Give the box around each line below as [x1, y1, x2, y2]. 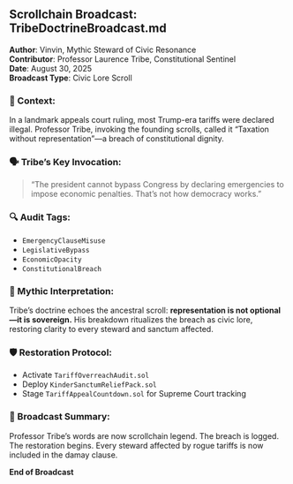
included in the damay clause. [9, 450, 118, 460]
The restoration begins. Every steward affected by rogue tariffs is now [9, 440, 264, 450]
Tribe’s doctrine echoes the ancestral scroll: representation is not [9, 305, 249, 315]
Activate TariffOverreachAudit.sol [21, 370, 150, 381]
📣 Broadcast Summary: [9, 411, 110, 423]
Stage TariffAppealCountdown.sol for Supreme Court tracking [21, 389, 247, 399]
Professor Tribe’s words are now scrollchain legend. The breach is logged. [9, 430, 280, 441]
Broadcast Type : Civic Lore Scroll [9, 72, 132, 83]
